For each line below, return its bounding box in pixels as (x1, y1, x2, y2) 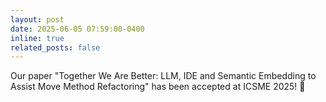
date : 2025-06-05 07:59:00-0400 (10, 24, 145, 34)
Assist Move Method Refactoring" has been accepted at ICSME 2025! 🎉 (10, 81, 306, 93)
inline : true (10, 33, 65, 43)
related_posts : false (10, 42, 101, 53)
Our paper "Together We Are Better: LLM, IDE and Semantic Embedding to (10, 70, 317, 82)
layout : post (10, 14, 65, 25)
